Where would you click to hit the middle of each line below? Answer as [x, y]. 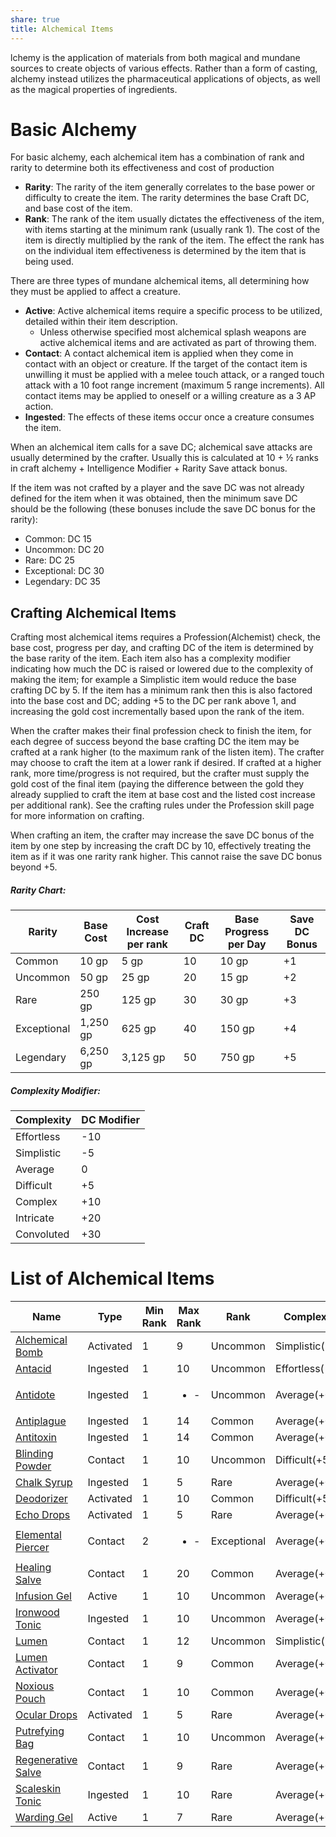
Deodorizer [41, 1499]
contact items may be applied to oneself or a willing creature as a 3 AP [170, 396]
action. [39, 407]
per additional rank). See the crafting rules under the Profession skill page [162, 805]
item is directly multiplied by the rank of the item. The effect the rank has [174, 240]
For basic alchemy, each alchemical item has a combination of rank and [157, 157]
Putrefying [40, 1731]
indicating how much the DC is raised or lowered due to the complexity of [162, 669]
